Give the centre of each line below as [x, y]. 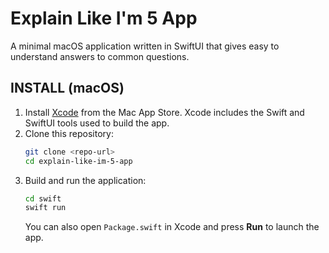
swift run [45, 208]
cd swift [43, 198]
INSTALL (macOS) [67, 88]
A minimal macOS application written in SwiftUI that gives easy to [145, 46]
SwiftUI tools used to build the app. [97, 123]
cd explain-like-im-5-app [78, 161]
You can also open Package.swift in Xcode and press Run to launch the [172, 227]
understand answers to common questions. [100, 56]
